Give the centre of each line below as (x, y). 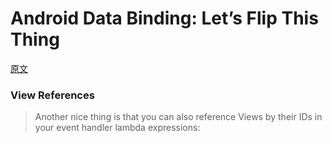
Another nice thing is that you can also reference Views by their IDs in (178, 117)
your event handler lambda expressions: (117, 128)
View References (52, 95)
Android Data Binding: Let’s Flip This (164, 18)
